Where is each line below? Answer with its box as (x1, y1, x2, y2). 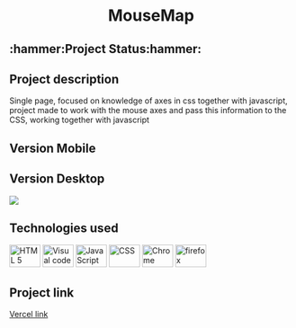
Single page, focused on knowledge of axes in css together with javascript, (9, 95, 288, 106)
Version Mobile (9, 140, 96, 155)
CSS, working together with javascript (9, 114, 150, 126)
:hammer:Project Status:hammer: (9, 41, 202, 57)
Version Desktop (9, 172, 105, 187)
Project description (9, 71, 120, 86)
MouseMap (107, 5, 195, 26)
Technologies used (9, 220, 119, 235)
